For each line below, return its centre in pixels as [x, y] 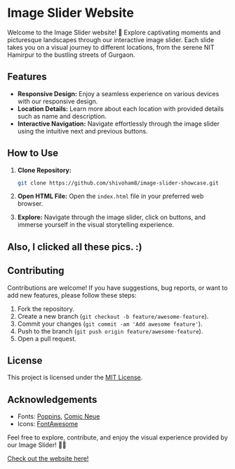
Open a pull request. [47, 338]
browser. [30, 204]
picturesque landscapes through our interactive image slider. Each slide [111, 39]
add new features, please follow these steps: [72, 295]
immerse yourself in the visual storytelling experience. [95, 225]
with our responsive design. [58, 101]
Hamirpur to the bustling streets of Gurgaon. [71, 55]
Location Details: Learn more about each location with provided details [121, 108]
